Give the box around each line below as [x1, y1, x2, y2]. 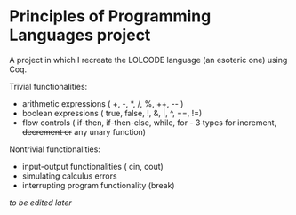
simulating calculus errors [21, 171, 117, 181]
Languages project [9, 25, 151, 45]
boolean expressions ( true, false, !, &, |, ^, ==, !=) [21, 107, 203, 118]
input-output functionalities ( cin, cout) [21, 161, 164, 171]
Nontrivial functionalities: [9, 144, 100, 155]
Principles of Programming [9, 6, 212, 27]
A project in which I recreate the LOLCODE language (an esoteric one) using [9, 54, 288, 65]
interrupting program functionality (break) [21, 179, 175, 190]
